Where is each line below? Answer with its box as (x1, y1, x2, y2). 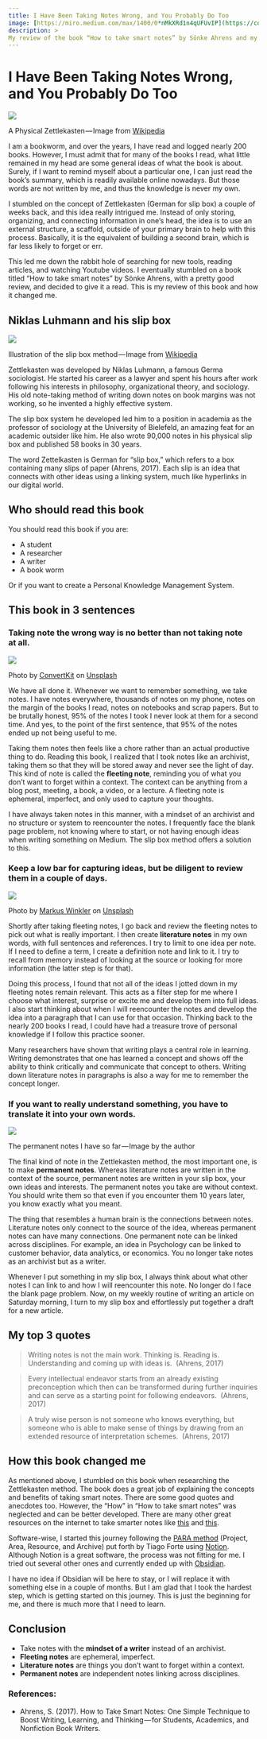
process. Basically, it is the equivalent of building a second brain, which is (8, 233, 250, 242)
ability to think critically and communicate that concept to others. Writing (8, 1062, 246, 1071)
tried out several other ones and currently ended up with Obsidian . (8, 1559, 226, 1568)
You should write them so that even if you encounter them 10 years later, (8, 1191, 246, 1200)
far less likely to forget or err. (8, 242, 103, 251)
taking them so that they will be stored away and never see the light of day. (8, 760, 254, 769)
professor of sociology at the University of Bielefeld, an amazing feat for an (8, 423, 255, 432)
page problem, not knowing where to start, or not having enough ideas (8, 826, 240, 835)
